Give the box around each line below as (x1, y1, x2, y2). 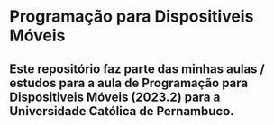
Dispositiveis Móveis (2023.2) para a (9, 89, 221, 104)
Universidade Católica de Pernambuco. (9, 103, 234, 119)
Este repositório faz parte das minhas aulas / (9, 61, 265, 76)
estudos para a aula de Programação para (9, 75, 249, 91)
